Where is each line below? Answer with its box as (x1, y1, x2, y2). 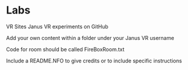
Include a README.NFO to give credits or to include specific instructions (6, 57, 182, 64)
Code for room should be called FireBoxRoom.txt (6, 45, 125, 53)
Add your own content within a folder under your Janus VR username (6, 34, 174, 41)
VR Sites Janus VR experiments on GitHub (6, 23, 109, 30)
